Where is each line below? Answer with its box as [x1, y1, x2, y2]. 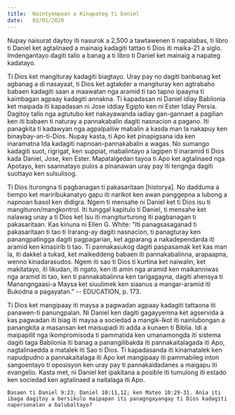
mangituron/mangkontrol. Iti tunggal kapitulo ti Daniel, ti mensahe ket [7, 205, 207, 213]
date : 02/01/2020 [7, 17, 65, 24]
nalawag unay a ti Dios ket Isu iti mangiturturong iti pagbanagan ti [7, 212, 196, 221]
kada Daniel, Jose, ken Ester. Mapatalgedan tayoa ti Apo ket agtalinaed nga [7, 154, 225, 162]
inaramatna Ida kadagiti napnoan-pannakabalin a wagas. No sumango [7, 139, 210, 147]
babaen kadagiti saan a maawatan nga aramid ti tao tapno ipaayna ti [7, 87, 205, 95]
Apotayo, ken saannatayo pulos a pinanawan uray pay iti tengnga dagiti [7, 162, 213, 170]
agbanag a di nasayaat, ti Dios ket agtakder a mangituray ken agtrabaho [7, 79, 215, 88]
